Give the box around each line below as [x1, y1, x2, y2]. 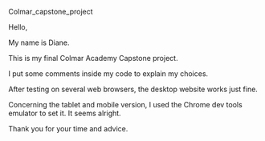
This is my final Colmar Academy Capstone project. [8, 54, 178, 62]
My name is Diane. [8, 38, 70, 47]
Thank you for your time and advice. [8, 124, 128, 133]
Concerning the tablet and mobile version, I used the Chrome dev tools [8, 100, 243, 109]
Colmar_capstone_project [8, 7, 94, 16]
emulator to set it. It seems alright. [8, 108, 122, 118]
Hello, [8, 22, 28, 31]
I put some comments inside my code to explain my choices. [8, 69, 209, 79]
